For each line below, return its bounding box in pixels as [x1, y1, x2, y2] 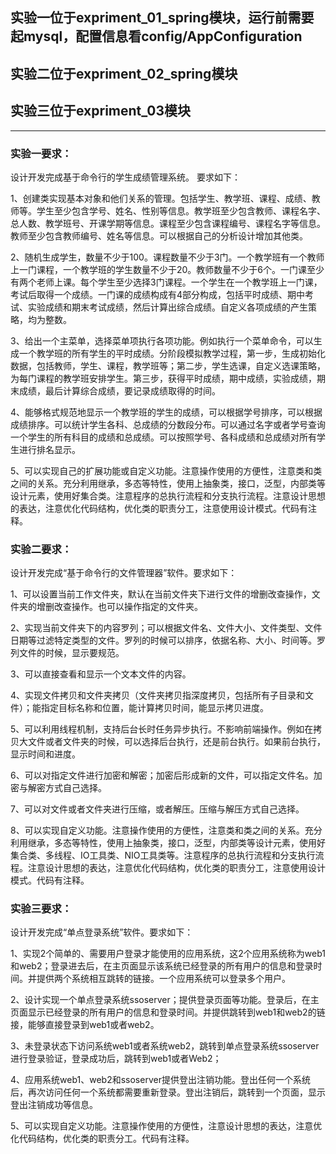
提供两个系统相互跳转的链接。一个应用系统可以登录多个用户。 [36, 973, 291, 985]
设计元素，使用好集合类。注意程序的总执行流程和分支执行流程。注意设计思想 [10, 489, 326, 502]
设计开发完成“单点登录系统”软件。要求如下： [10, 926, 194, 938]
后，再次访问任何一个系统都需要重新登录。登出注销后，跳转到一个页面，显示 [10, 1086, 326, 1098]
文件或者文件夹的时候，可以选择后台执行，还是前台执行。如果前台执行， [27, 736, 326, 748]
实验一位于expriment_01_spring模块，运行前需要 [10, 9, 315, 27]
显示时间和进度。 [10, 748, 81, 760]
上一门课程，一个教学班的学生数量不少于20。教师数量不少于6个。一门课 [10, 263, 308, 275]
